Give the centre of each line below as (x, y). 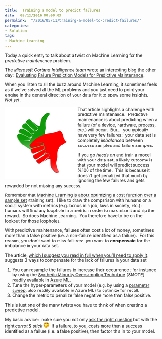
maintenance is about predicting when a (118, 119)
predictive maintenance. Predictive (113, 114)
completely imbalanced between (110, 140)
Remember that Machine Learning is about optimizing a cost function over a (81, 195)
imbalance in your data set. (32, 245)
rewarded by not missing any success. (43, 186)
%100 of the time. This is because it (114, 170)
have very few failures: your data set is (117, 135)
